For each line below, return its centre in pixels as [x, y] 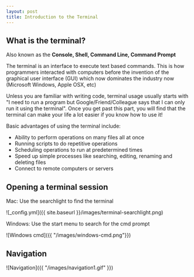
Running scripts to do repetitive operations [66, 143]
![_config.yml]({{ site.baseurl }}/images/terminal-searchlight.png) [85, 213]
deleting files [30, 162]
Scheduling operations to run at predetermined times [78, 150]
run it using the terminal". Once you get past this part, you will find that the [96, 108]
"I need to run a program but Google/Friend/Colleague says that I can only [96, 102]
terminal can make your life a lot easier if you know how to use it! [84, 115]
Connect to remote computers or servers [64, 169]
